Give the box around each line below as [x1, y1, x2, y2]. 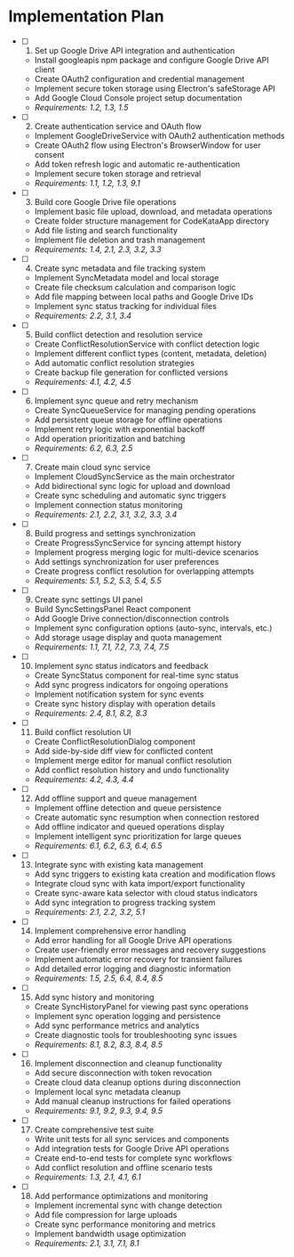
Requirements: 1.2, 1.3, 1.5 [34, 102, 129, 112]
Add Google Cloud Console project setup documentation [34, 92, 242, 103]
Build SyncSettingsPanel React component [34, 603, 192, 614]
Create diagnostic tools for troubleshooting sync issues [34, 1029, 237, 1040]
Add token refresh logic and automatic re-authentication [34, 159, 241, 169]
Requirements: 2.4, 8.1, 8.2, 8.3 [34, 707, 147, 718]
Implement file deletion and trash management [34, 234, 206, 245]
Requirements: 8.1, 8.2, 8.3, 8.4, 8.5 [34, 1039, 163, 1049]
